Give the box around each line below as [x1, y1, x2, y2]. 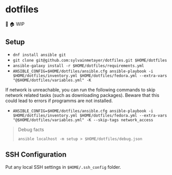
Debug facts [17, 126, 45, 132]
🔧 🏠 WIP [5, 21, 25, 27]
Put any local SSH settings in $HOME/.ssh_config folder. [5, 164, 122, 170]
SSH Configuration [5, 150, 67, 159]
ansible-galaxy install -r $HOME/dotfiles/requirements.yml [12, 63, 144, 68]
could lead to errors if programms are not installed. [5, 98, 113, 104]
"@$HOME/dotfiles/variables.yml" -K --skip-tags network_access [12, 117, 154, 123]
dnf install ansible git [12, 52, 66, 57]
